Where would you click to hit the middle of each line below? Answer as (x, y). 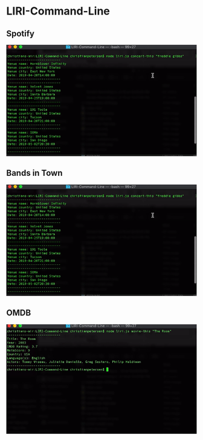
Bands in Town (34, 173)
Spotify (21, 34)
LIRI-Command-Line (58, 11)
